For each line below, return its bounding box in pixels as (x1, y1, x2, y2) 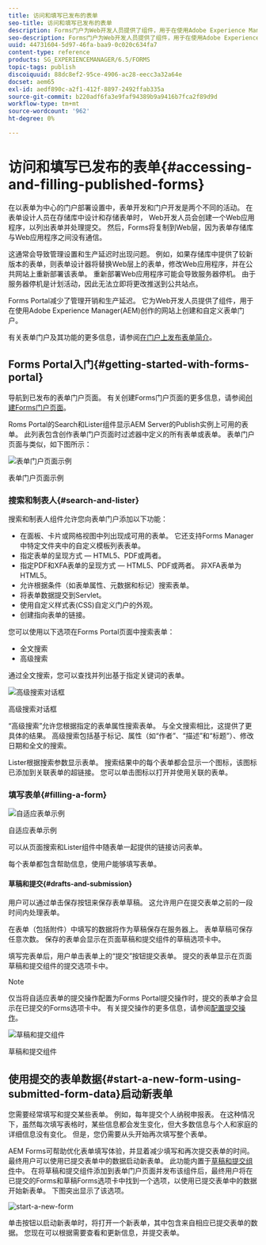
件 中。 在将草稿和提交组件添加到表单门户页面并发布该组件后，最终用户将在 (8, 1166, 253, 1176)
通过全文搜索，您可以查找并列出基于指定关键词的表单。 (8, 670, 188, 680)
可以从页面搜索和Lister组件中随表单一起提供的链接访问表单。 (8, 843, 207, 852)
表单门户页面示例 (8, 473, 64, 482)
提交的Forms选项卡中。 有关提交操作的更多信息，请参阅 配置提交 (28, 1003, 239, 1013)
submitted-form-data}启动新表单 (8, 1087, 173, 1101)
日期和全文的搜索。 (8, 741, 71, 750)
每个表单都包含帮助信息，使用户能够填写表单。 (8, 859, 161, 869)
